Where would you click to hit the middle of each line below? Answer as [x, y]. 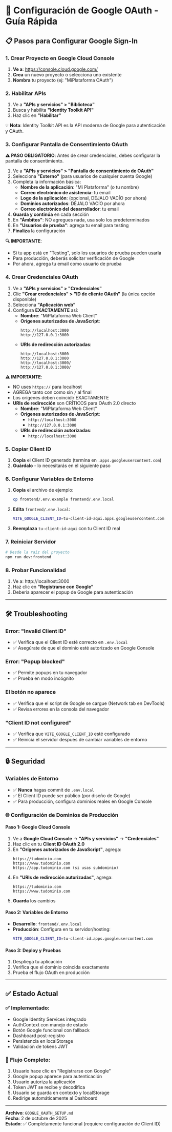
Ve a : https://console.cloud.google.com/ [55, 69]
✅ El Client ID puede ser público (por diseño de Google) [71, 795]
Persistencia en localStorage [43, 1041]
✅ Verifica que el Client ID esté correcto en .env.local [70, 642]
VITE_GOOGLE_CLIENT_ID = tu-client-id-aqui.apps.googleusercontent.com [89, 519]
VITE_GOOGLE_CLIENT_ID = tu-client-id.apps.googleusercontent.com [83, 939]
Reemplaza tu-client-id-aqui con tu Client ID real [66, 529]
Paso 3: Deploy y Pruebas [33, 950]
